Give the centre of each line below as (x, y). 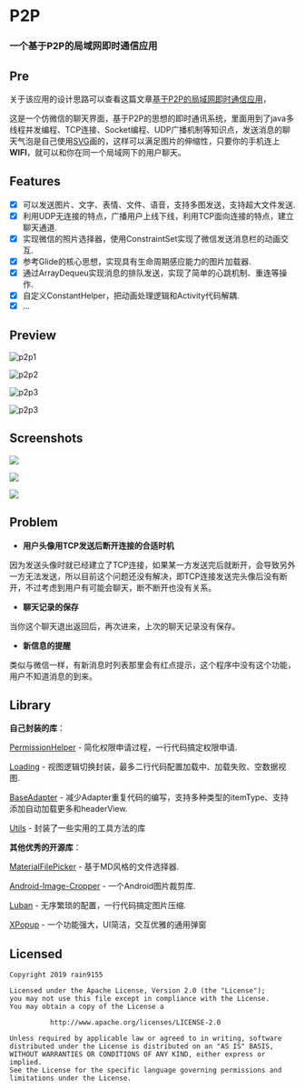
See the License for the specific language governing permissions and (146, 1070)
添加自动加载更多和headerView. (69, 809)
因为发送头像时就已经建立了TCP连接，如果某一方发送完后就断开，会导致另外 (152, 565)
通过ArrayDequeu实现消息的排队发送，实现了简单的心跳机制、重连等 (151, 273)
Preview (33, 335)
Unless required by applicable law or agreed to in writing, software (146, 1039)
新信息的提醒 (46, 645)
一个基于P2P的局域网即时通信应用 (84, 46)
